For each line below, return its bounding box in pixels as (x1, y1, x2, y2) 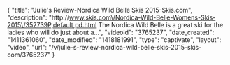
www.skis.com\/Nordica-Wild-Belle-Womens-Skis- (69, 13, 216, 22)
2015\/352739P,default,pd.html (7, 21, 97, 29)
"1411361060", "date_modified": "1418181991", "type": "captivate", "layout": (7, 36, 222, 44)
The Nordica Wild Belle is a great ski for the (98, 21, 224, 29)
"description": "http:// (7, 13, 70, 22)
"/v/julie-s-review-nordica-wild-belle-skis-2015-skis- (48, 43, 202, 51)
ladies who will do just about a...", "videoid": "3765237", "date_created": (7, 28, 215, 36)
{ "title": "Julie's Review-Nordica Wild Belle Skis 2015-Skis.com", (7, 6, 193, 14)
